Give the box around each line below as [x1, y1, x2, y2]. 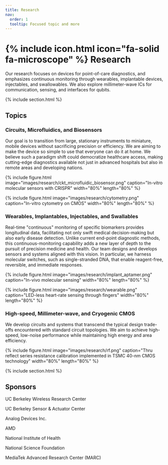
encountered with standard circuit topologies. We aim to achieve [14, 327, 148, 333]
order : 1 [10, 17, 28, 22]
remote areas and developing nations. [5, 165, 84, 171]
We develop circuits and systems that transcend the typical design [5, 322, 143, 328]
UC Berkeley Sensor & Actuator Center [5, 406, 86, 412]
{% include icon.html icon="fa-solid [5, 43, 159, 55]
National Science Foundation [5, 445, 65, 451]
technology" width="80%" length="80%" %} [5, 358, 99, 364]
